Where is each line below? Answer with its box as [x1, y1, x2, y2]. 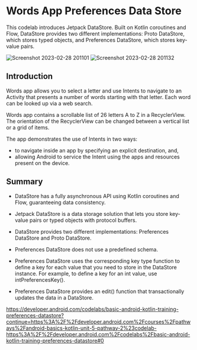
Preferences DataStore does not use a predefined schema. [14, 246, 159, 253]
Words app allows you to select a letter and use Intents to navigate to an [6, 87, 182, 94]
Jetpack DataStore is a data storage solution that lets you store [14, 210, 169, 217]
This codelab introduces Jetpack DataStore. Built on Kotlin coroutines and [6, 24, 186, 31]
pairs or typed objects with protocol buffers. [29, 217, 137, 224]
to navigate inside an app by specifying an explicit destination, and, [14, 147, 179, 154]
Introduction [6, 71, 53, 81]
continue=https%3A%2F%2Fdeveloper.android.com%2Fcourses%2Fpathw [6, 318, 191, 325]
